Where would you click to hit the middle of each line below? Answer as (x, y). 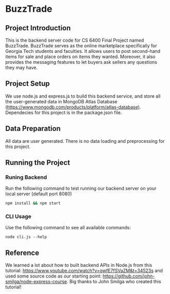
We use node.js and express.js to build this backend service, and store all (83, 96)
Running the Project (38, 163)
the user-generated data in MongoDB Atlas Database (61, 101)
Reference (22, 253)
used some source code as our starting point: (53, 276)
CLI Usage (18, 216)
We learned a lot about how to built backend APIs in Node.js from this (79, 265)
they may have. (22, 68)
